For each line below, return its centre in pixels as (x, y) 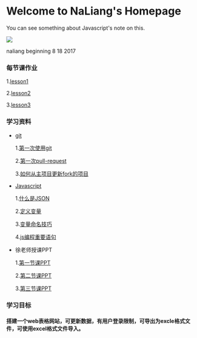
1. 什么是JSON (32, 198)
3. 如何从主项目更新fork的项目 (52, 173)
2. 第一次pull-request (41, 161)
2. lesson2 (19, 93)
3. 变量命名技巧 (34, 224)
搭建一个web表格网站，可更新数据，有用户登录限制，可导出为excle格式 (96, 321)
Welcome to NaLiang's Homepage (94, 11)
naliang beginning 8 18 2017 (41, 51)
